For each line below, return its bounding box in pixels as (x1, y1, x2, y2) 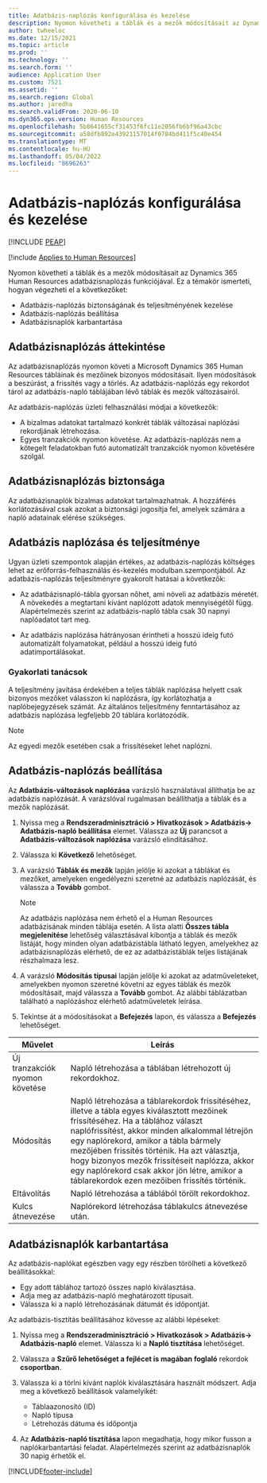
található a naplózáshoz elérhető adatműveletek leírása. (19, 996, 203, 1005)
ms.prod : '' (8, 49, 48, 57)
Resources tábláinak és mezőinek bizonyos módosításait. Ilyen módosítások (8, 369, 257, 379)
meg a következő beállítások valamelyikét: (19, 1387, 158, 1396)
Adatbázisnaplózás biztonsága (8, 474, 165, 488)
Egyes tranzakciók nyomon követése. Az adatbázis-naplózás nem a (19, 435, 241, 444)
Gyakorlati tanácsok (8, 666, 88, 677)
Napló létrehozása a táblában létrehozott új (70, 1062, 231, 1073)
